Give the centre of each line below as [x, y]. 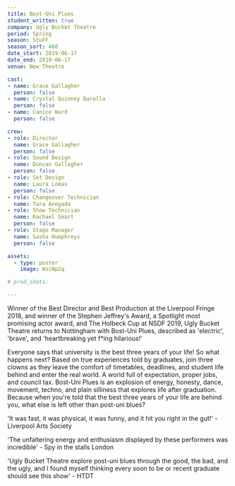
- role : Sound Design [39, 158]
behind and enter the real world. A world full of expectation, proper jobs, [112, 375]
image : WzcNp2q [42, 270]
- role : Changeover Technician [53, 197]
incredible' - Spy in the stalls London [61, 447]
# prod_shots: [28, 282]
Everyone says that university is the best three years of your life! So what [114, 352]
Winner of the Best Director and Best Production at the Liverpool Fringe [111, 308]
